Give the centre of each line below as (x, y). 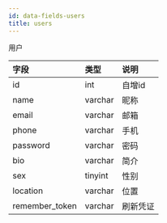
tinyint (96, 175)
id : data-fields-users (47, 16)
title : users (30, 23)
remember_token (45, 205)
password (31, 145)
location (28, 191)
